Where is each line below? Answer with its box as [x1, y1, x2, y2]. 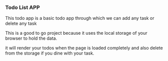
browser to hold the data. [5, 35, 58, 41]
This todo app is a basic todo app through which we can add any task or [5, 15, 154, 21]
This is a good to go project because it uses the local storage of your [5, 30, 147, 36]
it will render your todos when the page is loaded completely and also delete [5, 45, 163, 51]
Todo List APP [5, 4, 40, 11]
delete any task [5, 20, 37, 26]
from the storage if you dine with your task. [5, 50, 94, 56]
